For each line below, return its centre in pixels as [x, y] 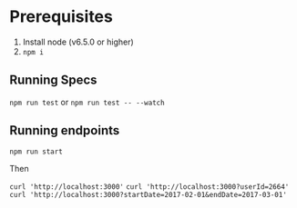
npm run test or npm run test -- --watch [87, 102]
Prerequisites [61, 17]
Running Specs [53, 80]
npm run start [36, 152]
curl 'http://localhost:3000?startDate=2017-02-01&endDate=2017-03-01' [148, 194]
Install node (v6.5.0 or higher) [78, 42]
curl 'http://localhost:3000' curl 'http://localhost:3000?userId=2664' [149, 187]
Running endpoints [65, 130]
